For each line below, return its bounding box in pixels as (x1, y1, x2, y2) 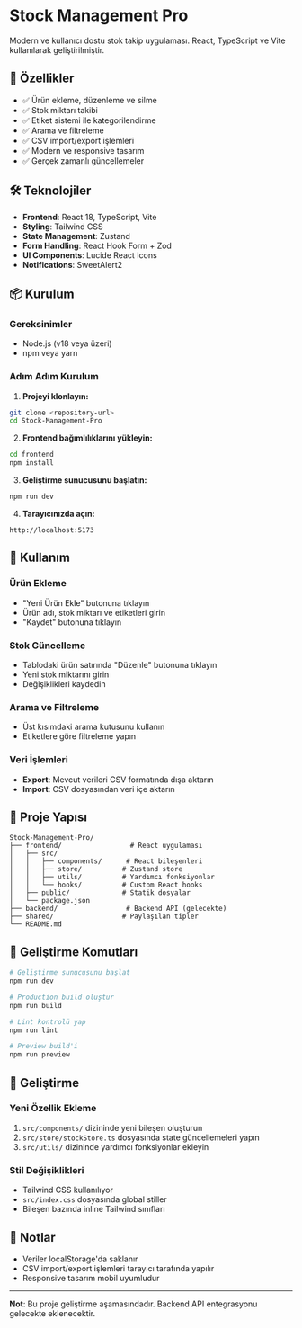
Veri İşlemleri (9, 753, 69, 766)
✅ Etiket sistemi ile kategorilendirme (22, 114, 156, 126)
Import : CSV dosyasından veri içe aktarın (22, 783, 175, 794)
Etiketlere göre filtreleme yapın (22, 731, 137, 742)
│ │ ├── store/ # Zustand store (9, 865, 182, 874)
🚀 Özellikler (9, 71, 75, 86)
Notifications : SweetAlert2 (22, 259, 123, 270)
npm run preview (9, 1050, 70, 1059)
